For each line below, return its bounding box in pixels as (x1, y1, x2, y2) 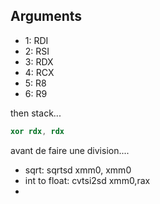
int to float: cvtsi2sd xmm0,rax (24, 174, 151, 186)
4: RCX (24, 66, 55, 78)
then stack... (10, 107, 62, 119)
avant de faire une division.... (10, 144, 130, 156)
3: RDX (24, 55, 54, 68)
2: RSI (24, 45, 50, 57)
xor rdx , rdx (10, 126, 65, 136)
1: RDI (24, 34, 49, 46)
